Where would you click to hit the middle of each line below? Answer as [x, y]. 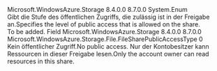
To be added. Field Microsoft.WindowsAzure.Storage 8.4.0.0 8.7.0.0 [105, 32]
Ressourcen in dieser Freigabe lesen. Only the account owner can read [108, 54]
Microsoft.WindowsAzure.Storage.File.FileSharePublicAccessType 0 [105, 39]
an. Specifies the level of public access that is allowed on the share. [104, 24]
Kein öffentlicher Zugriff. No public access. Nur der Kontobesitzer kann [108, 46]
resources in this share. [41, 61]
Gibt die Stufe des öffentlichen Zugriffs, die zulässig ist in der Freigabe [108, 17]
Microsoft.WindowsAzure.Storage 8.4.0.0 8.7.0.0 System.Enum [98, 9]
